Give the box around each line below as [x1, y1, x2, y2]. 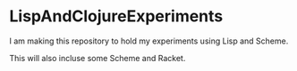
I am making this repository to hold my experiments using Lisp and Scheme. [9, 35, 289, 46]
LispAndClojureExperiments [9, 6, 224, 27]
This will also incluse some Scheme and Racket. [9, 52, 186, 63]
